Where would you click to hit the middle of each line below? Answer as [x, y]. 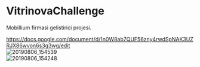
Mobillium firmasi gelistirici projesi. [49, 28]
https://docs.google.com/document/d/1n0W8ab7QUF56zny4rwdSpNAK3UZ [100, 39]
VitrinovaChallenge [55, 11]
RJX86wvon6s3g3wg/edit [38, 45]
